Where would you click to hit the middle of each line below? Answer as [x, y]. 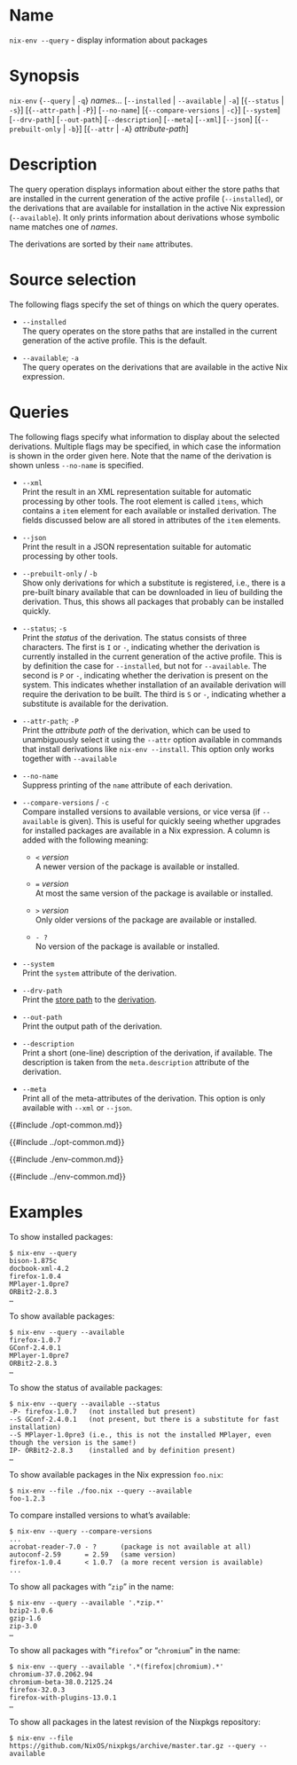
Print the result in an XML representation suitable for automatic [137, 491]
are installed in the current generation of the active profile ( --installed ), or [146, 198]
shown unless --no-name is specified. [77, 465]
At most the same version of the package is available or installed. [154, 893]
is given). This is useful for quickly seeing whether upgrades [171, 820]
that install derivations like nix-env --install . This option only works [148, 749]
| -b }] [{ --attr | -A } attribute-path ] [126, 129]
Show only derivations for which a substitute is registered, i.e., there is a [154, 583]
